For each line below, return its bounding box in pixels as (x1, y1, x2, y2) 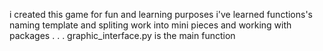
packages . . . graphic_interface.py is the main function (9, 30, 236, 41)
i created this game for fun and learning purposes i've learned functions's (9, 9, 314, 20)
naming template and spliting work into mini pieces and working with (9, 19, 292, 31)
